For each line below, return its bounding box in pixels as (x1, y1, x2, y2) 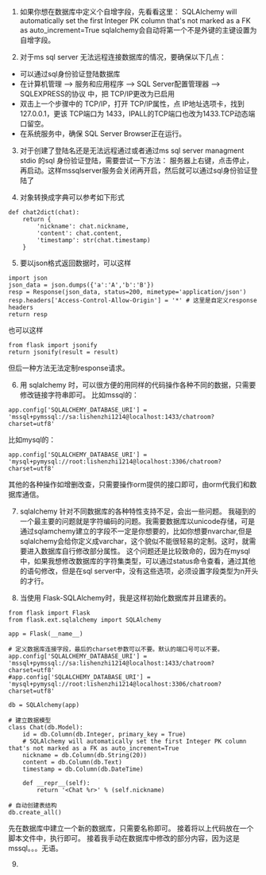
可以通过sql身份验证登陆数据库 (19, 69, 121, 78)
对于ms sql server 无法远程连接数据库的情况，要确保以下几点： (19, 53, 226, 61)
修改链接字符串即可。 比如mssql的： (19, 390, 139, 400)
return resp (8, 311, 48, 318)
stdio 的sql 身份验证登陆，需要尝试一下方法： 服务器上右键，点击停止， (19, 156, 254, 165)
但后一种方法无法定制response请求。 (8, 363, 129, 373)
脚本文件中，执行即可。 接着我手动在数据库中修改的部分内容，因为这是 (8, 834, 240, 842)
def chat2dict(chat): (8, 209, 80, 217)
